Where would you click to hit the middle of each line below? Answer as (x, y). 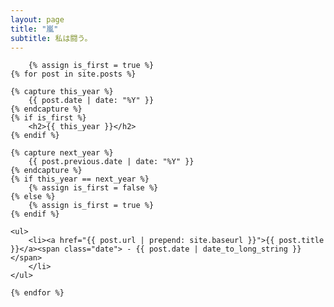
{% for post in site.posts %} (73, 74)
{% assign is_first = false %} (93, 188)
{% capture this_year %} (62, 92)
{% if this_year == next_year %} (80, 179)
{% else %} (33, 197)
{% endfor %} (37, 293)
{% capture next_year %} (62, 153)
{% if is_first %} (48, 118)
